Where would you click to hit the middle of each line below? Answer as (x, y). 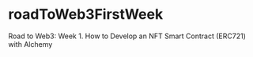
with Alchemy (30, 44)
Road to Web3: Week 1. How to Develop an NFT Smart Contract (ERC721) (127, 36)
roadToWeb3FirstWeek (86, 14)
